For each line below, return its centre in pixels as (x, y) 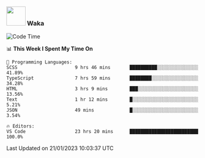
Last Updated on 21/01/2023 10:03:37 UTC (60, 148)
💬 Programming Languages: (39, 62)
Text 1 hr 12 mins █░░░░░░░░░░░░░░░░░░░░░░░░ (102, 100)
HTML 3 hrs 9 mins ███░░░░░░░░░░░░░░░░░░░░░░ (102, 89)
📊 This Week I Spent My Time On (50, 49)
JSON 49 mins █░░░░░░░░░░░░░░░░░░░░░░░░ (102, 110)
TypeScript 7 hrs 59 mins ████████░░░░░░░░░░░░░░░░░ (102, 78)
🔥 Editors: (20, 126)
